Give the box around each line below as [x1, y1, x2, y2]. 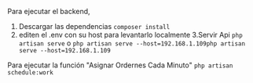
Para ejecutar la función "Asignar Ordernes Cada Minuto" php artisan [7, 60, 233, 70]
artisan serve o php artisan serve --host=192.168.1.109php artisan [18, 38, 245, 48]
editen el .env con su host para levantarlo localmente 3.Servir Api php [18, 31, 243, 39]
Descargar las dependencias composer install [18, 22, 170, 31]
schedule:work [7, 69, 54, 77]
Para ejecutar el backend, [7, 7, 91, 16]
